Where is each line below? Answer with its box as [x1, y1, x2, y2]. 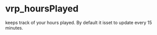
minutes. [5, 24, 24, 30]
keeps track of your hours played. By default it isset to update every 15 [5, 19, 152, 25]
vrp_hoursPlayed [5, 3, 79, 14]
